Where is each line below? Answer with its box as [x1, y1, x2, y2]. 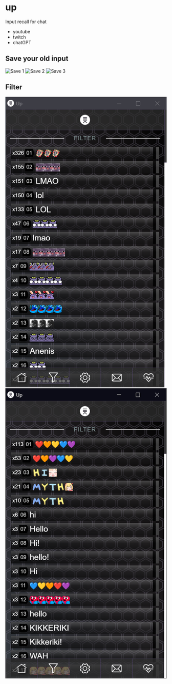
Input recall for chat [5, 18, 47, 25]
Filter [5, 83, 23, 91]
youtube [12, 28, 31, 34]
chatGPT [12, 39, 32, 45]
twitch [12, 34, 27, 40]
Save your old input [5, 54, 69, 63]
